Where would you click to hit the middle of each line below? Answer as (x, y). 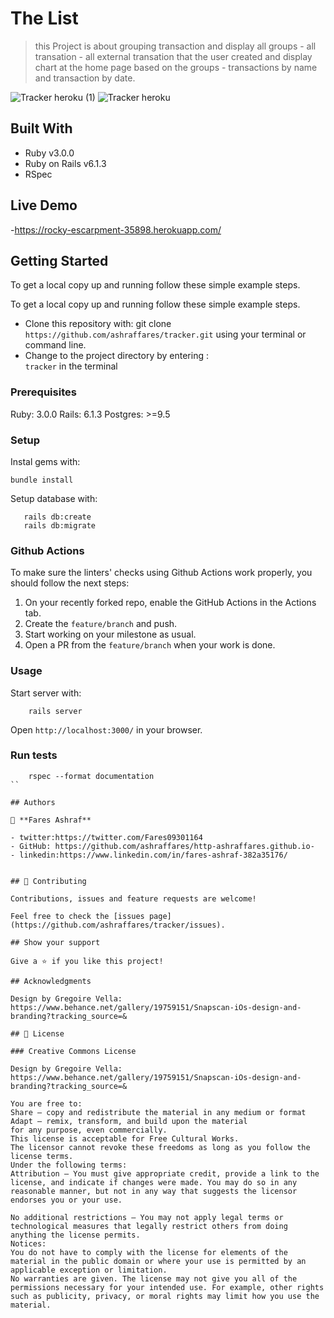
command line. (55, 345)
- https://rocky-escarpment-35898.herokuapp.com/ (116, 229)
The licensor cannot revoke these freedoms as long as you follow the (160, 1147)
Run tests (34, 755)
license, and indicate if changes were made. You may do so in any (154, 1182)
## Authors (33, 802)
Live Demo (44, 205)
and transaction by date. (85, 78)
